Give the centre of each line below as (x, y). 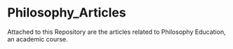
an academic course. (38, 39)
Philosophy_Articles (67, 13)
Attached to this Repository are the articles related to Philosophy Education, (116, 32)
